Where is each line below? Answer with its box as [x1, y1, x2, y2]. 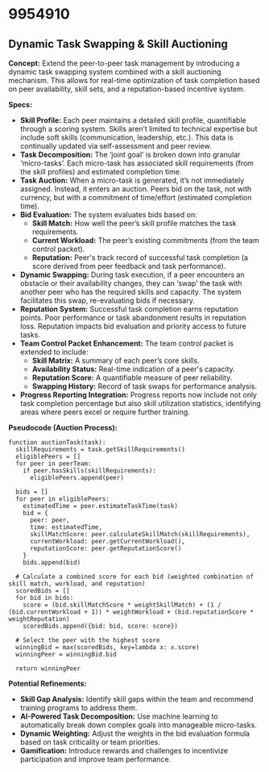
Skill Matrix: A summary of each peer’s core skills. [31, 356, 200, 365]
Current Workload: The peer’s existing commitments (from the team [31, 236, 259, 245]
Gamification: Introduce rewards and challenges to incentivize [19, 746, 228, 755]
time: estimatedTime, [29, 523, 103, 531]
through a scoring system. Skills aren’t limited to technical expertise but [19, 124, 258, 133]
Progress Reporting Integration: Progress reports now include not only [19, 390, 258, 400]
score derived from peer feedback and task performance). [31, 262, 226, 271]
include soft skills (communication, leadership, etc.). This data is [19, 132, 234, 142]
